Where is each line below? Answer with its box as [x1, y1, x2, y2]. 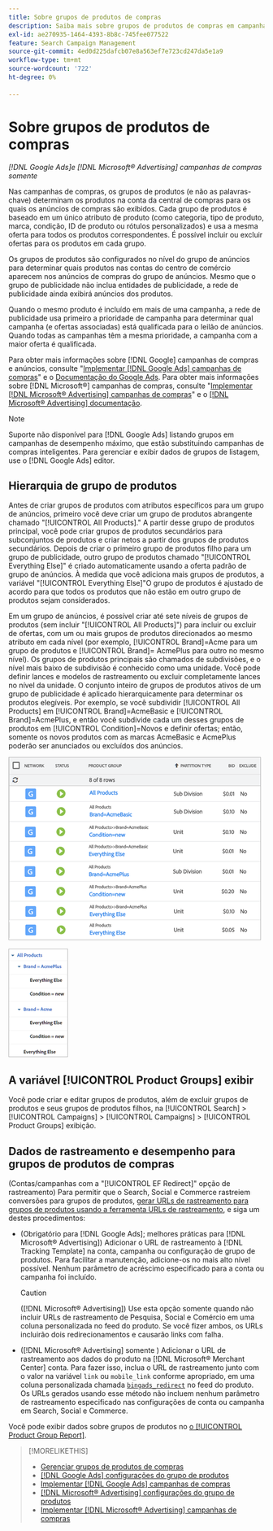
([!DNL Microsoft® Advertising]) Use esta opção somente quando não [19, 1304, 254, 1313]
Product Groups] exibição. [8, 1121, 97, 1131]
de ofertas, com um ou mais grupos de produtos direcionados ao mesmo [8, 629, 253, 639]
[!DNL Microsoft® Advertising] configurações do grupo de [40, 1488, 236, 1497]
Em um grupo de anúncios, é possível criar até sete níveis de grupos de [8, 611, 249, 622]
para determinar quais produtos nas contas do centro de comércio [8, 263, 232, 273]
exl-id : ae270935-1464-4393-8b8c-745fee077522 [8, 30, 169, 38]
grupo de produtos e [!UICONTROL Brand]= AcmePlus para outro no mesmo [8, 646, 265, 656]
